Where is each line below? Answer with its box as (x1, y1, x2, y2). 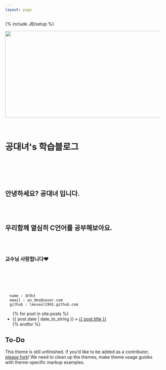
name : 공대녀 (9, 293, 36, 299)
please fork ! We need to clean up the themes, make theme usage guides (5, 354, 153, 360)
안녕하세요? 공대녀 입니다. (5, 189, 80, 198)
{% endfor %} (12, 321, 41, 327)
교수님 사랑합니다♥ (5, 256, 49, 263)
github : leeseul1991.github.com (9, 302, 79, 307)
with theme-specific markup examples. (5, 360, 85, 366)
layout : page (5, 7, 32, 12)
